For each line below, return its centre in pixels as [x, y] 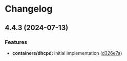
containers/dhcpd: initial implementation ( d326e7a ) [67, 53]
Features [16, 42]
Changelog [29, 9]
